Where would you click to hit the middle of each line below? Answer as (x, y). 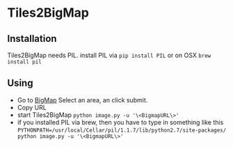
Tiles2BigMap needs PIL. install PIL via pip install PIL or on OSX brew (109, 55)
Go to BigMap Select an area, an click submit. (82, 100)
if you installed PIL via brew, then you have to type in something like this (120, 122)
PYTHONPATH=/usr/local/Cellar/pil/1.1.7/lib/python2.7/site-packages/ (122, 130)
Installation (32, 39)
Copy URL (32, 107)
